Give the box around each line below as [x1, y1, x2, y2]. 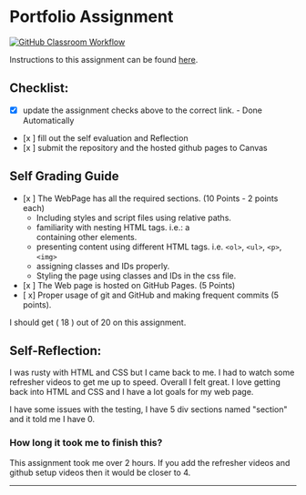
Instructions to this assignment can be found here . [9, 54, 199, 65]
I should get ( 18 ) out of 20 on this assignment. [9, 317, 187, 328]
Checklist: [9, 80, 69, 96]
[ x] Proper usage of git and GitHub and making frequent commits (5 [22, 289, 280, 300]
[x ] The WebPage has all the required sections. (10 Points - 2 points [22, 193, 279, 204]
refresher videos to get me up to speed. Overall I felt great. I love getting [9, 377, 280, 388]
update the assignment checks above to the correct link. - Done [22, 105, 262, 116]
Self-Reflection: [9, 343, 102, 359]
